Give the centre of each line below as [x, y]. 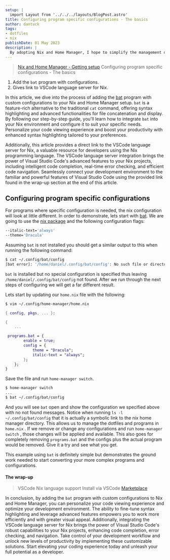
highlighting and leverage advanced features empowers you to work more [82, 514]
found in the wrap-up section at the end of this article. [61, 182]
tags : [11, 29]
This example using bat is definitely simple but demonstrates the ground [80, 455]
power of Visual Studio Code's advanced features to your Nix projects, [79, 161]
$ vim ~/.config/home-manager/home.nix [47, 304]
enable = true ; [39, 341]
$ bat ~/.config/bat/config [35, 398]
